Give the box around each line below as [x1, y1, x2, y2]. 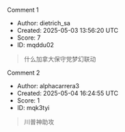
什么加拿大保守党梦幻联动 [23, 55, 96, 63]
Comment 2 [7, 68, 40, 77]
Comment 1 [7, 6, 39, 14]
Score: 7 [16, 34, 41, 42]
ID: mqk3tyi [16, 104, 50, 111]
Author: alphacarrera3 [16, 82, 80, 90]
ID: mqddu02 [16, 41, 55, 49]
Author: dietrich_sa [16, 19, 70, 27]
